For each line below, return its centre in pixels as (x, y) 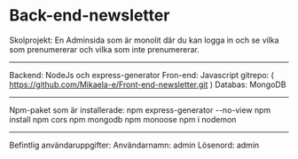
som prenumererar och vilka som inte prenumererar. (104, 49)
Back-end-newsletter (90, 16)
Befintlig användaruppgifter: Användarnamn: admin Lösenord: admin (134, 145)
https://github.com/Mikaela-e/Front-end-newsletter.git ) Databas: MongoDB (148, 84)
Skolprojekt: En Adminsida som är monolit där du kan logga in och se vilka (144, 40)
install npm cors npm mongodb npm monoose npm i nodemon (123, 119)
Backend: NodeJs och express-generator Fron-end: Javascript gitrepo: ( (142, 75)
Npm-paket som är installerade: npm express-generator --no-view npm (140, 110)
